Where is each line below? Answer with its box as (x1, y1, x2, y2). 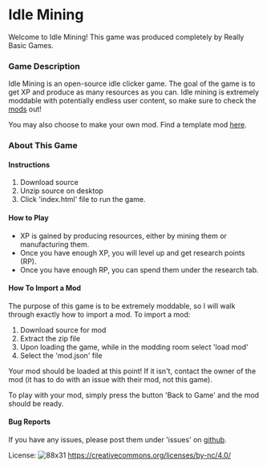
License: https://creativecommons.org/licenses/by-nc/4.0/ (8, 450, 231, 460)
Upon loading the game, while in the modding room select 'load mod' (19, 342, 249, 352)
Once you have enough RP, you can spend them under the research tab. (19, 264, 259, 274)
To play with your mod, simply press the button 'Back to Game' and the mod (8, 390, 259, 400)
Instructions (8, 159, 51, 169)
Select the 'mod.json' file (19, 350, 103, 360)
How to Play (8, 212, 50, 222)
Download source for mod (19, 325, 107, 334)
